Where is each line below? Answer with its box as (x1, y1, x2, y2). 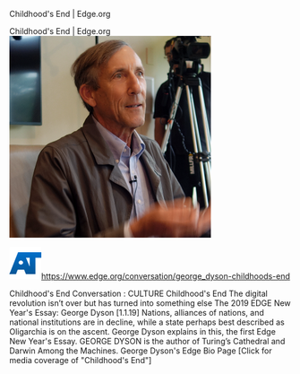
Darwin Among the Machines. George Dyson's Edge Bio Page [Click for (9, 345, 272, 356)
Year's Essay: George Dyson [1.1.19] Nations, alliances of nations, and (9, 308, 264, 317)
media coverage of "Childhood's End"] (9, 355, 152, 365)
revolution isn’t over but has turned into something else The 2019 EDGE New (9, 298, 291, 309)
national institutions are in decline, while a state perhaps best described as (9, 317, 285, 327)
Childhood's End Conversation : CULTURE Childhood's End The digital (9, 288, 269, 299)
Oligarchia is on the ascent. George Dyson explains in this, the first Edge (9, 326, 276, 336)
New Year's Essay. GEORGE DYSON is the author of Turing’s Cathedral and (9, 336, 286, 346)
